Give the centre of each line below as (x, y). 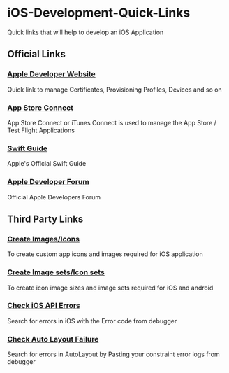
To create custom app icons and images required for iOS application (105, 254)
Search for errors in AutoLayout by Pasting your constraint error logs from (113, 354)
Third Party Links (45, 219)
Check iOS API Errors (44, 306)
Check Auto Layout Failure (53, 339)
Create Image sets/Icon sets (56, 272)
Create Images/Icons (44, 239)
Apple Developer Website (51, 74)
